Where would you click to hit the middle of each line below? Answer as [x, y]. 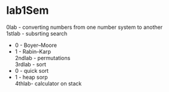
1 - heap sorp [31, 77]
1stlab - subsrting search [37, 33]
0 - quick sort [32, 70]
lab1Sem [28, 11]
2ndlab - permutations [43, 58]
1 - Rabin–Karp [33, 51]
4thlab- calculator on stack [48, 83]
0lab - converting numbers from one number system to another [84, 27]
